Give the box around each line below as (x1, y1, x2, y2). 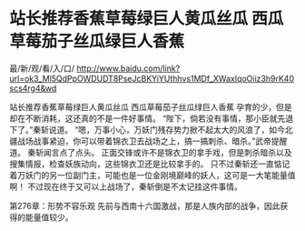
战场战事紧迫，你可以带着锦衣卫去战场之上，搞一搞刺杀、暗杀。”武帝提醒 (16, 136, 288, 146)
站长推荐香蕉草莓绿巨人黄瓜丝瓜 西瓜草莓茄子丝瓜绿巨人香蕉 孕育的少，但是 (9, 101, 292, 112)
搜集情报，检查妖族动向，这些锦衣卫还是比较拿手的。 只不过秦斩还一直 (9, 158, 274, 169)
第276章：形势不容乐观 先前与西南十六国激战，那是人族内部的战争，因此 (9, 200, 280, 211)
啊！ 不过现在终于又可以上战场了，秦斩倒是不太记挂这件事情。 (9, 181, 242, 192)
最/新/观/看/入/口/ (9, 63, 75, 74)
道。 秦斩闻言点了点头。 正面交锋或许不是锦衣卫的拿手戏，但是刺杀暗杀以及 (9, 146, 292, 157)
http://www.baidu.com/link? (76, 63, 181, 74)
